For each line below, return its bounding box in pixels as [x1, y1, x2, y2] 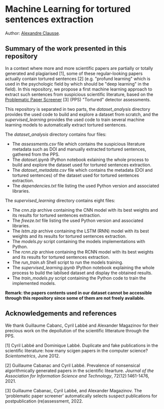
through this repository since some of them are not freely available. [5, 295, 145, 301]
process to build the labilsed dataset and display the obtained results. [12, 270, 153, 276]
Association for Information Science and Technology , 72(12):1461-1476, [5, 373, 149, 378]
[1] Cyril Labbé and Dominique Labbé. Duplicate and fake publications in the [5, 342, 158, 348]
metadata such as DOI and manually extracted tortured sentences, [12, 146, 146, 152]
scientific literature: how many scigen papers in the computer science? [5, 347, 148, 353]
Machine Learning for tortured [5, 3, 131, 15]
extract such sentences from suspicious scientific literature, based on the [5, 91, 153, 97]
